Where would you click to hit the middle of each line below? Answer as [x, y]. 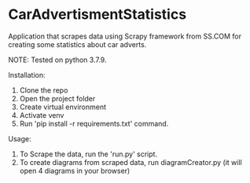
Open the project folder [57, 98]
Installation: [27, 75]
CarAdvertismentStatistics [97, 15]
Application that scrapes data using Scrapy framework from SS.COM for [125, 36]
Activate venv [42, 115]
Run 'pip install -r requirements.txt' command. [94, 123]
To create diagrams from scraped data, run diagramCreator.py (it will [131, 162]
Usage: [20, 138]
